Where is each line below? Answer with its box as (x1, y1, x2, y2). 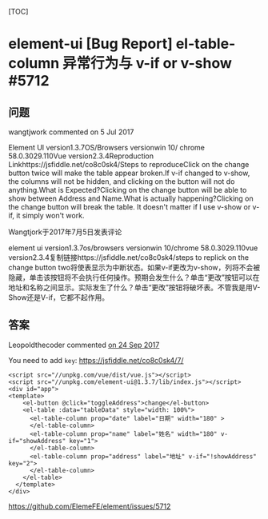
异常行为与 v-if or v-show (62, 54, 232, 73)
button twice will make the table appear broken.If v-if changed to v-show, (8, 168, 250, 178)
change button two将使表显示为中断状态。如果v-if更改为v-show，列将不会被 (8, 263, 261, 272)
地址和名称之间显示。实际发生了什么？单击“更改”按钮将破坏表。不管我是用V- (8, 283, 261, 292)
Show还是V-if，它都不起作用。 (8, 293, 110, 302)
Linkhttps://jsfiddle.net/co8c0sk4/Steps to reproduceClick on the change (8, 160, 250, 169)
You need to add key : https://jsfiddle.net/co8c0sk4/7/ (8, 355, 184, 365)
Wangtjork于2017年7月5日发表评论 (8, 227, 122, 237)
